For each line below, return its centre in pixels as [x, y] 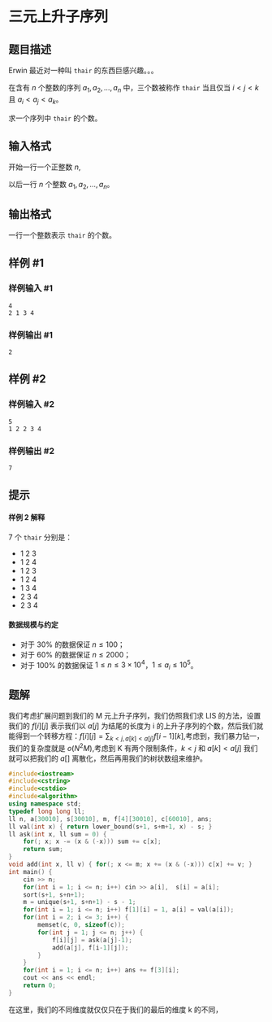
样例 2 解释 [27, 517]
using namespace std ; [45, 804]
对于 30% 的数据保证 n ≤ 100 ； [73, 644]
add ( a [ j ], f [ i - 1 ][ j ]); [90, 948]
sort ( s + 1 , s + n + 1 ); [54, 895]
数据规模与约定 [33, 625]
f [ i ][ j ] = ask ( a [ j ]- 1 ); [92, 940]
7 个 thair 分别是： [41, 537]
